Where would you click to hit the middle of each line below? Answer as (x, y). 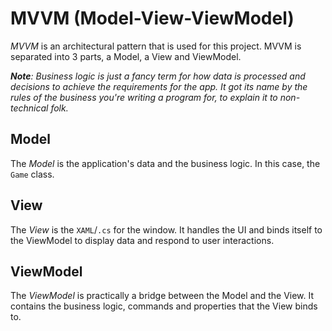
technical (29, 108)
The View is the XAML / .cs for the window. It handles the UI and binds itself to (166, 229)
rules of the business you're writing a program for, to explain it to (144, 97)
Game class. (32, 174)
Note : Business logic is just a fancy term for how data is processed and (158, 76)
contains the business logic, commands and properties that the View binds (164, 306)
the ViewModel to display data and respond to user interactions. (142, 240)
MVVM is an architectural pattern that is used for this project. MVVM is (156, 46)
